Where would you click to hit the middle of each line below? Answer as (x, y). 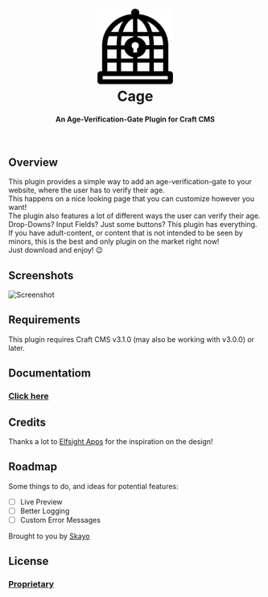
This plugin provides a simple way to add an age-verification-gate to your (130, 182)
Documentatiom (49, 373)
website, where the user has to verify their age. (87, 190)
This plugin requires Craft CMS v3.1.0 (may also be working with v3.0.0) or (132, 339)
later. (17, 348)
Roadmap (33, 467)
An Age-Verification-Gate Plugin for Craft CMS (135, 119)
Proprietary (31, 584)
